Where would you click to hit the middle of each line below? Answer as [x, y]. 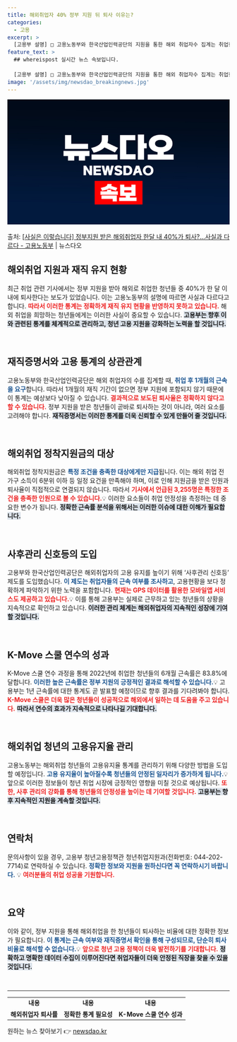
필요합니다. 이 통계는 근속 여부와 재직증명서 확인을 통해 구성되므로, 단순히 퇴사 [121, 939]
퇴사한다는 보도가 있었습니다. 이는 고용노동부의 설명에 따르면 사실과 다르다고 [125, 297]
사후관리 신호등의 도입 [52, 554]
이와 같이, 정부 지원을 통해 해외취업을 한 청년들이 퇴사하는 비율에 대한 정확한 [112, 931]
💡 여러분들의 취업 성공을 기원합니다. [66, 874]
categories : [25, 22]
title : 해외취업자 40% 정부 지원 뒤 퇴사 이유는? [71, 15]
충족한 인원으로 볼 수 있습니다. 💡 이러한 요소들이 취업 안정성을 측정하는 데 [120, 498]
